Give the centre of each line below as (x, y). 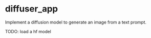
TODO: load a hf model (28, 31)
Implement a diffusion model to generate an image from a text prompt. (76, 22)
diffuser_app (32, 9)
